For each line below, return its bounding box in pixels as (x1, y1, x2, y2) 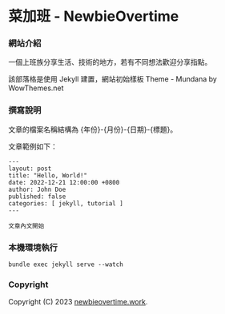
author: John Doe (8, 185, 66, 193)
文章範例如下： (8, 141, 58, 151)
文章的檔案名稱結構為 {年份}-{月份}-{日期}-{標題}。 (8, 125, 178, 134)
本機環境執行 (8, 241, 58, 252)
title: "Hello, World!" (8, 171, 88, 180)
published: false (8, 193, 66, 201)
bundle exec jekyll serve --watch (8, 260, 124, 268)
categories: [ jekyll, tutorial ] (8, 199, 124, 208)
